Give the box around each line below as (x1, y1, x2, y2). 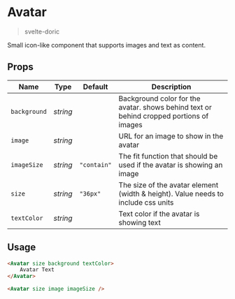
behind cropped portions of (118, 111, 209, 121)
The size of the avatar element (118, 180, 219, 189)
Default (83, 82, 108, 92)
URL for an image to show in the (118, 131, 224, 140)
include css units (118, 197, 174, 207)
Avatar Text (20, 266, 55, 273)
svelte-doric (24, 27, 60, 36)
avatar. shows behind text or (118, 102, 212, 112)
